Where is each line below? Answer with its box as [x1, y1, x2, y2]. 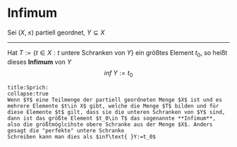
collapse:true [7, 90, 49, 97]
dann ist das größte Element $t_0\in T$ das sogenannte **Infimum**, [7, 115, 217, 122]
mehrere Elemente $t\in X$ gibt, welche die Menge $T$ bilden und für [7, 102, 219, 110]
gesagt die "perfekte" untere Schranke [7, 127, 125, 134]
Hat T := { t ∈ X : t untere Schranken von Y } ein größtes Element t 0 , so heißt [7, 48, 228, 58]
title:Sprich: [7, 84, 49, 91]
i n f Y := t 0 [104, 68, 133, 79]
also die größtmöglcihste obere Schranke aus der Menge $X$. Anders [7, 121, 213, 128]
